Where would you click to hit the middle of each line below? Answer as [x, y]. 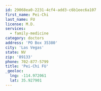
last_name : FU [20, 19]
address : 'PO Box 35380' [31, 43]
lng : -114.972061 [28, 76]
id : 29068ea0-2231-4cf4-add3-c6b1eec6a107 [51, 10]
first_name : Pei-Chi [27, 15]
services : [16, 29]
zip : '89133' [19, 57]
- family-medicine [29, 33]
